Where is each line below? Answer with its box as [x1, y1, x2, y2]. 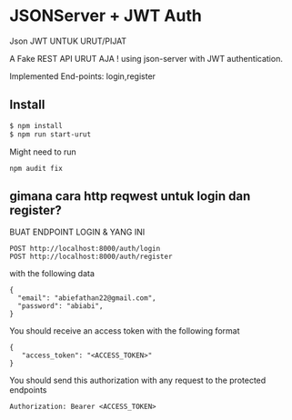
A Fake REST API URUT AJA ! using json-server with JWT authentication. [9, 53, 284, 64]
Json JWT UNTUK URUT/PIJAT [9, 35, 127, 46]
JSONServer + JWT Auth [9, 5, 202, 26]
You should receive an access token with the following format [9, 325, 240, 336]
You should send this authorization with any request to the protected [9, 375, 267, 386]
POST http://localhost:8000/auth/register [9, 252, 173, 262]
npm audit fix [9, 164, 64, 173]
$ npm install [9, 121, 64, 130]
